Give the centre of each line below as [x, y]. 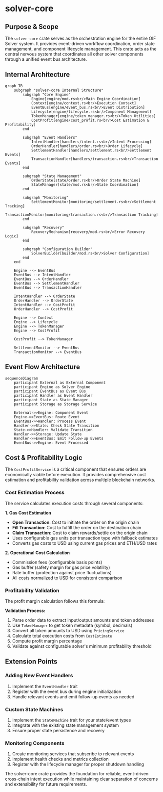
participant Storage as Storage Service [55, 404]
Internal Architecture [38, 75]
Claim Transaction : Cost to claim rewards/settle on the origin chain [80, 533]
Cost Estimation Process [35, 492]
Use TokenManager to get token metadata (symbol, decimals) [72, 625]
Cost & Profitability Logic [44, 458]
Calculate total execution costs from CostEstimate [62, 636]
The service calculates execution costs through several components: [74, 503]
